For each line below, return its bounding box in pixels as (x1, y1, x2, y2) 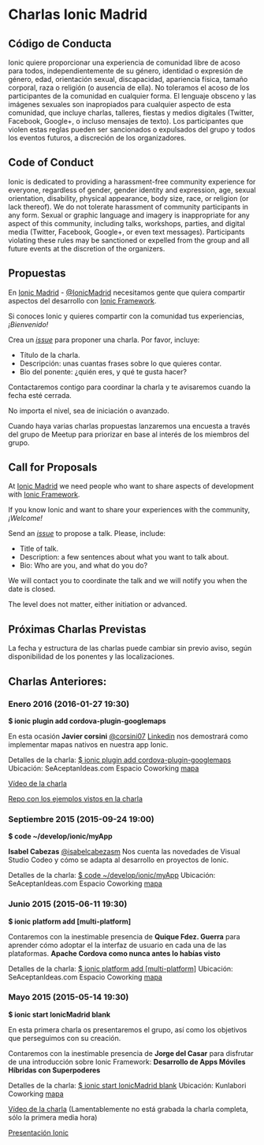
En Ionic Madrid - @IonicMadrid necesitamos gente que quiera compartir (8, 288, 246, 297)
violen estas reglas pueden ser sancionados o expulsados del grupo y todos (8, 125, 256, 134)
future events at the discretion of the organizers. (8, 243, 165, 253)
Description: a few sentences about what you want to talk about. (19, 552, 229, 562)
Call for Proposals (8, 461, 98, 474)
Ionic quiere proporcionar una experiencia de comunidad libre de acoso (8, 58, 240, 67)
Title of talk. (19, 544, 59, 553)
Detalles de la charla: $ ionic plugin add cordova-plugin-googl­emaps (8, 755, 232, 764)
